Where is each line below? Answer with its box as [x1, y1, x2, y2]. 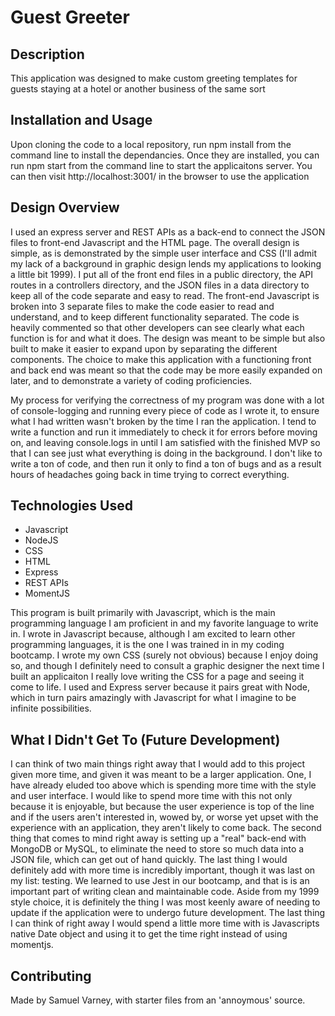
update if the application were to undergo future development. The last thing [10, 907, 326, 919]
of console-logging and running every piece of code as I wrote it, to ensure [10, 404, 320, 416]
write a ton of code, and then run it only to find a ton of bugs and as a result [10, 457, 322, 470]
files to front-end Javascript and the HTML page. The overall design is [10, 236, 300, 248]
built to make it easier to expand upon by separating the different [10, 342, 278, 355]
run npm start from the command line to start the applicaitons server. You [10, 159, 313, 171]
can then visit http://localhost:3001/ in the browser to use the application [10, 170, 310, 182]
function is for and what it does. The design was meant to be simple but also [10, 332, 326, 344]
